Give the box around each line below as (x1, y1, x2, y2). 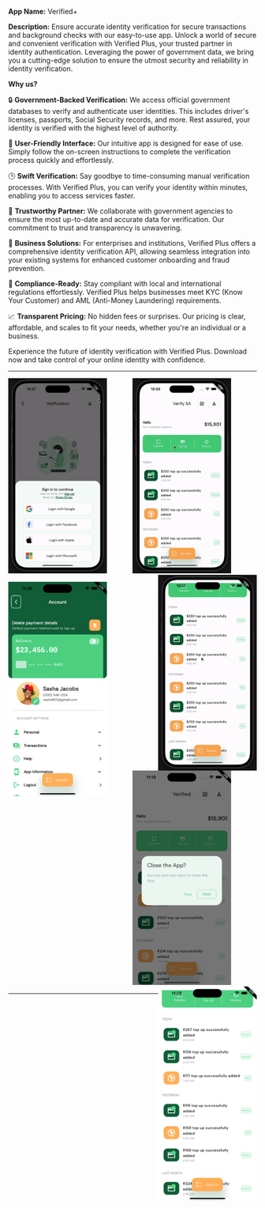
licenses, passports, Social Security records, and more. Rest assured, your (8, 115, 251, 124)
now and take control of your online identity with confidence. (8, 355, 207, 364)
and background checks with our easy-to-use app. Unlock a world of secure (8, 31, 257, 40)
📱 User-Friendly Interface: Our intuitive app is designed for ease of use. (8, 138, 244, 148)
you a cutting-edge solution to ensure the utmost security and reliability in (8, 55, 248, 65)
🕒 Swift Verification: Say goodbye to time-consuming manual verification (8, 172, 250, 180)
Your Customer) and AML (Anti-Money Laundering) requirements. (8, 296, 222, 305)
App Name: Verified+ (8, 7, 78, 16)
